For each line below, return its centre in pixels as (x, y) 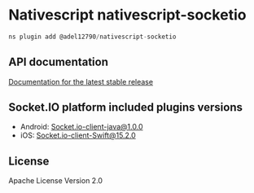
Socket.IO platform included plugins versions (125, 107)
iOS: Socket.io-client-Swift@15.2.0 (78, 135)
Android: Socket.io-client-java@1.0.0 (81, 127)
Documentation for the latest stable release (81, 81)
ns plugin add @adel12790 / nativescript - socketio (92, 37)
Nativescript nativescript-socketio (127, 15)
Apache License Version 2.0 (56, 181)
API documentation (58, 62)
